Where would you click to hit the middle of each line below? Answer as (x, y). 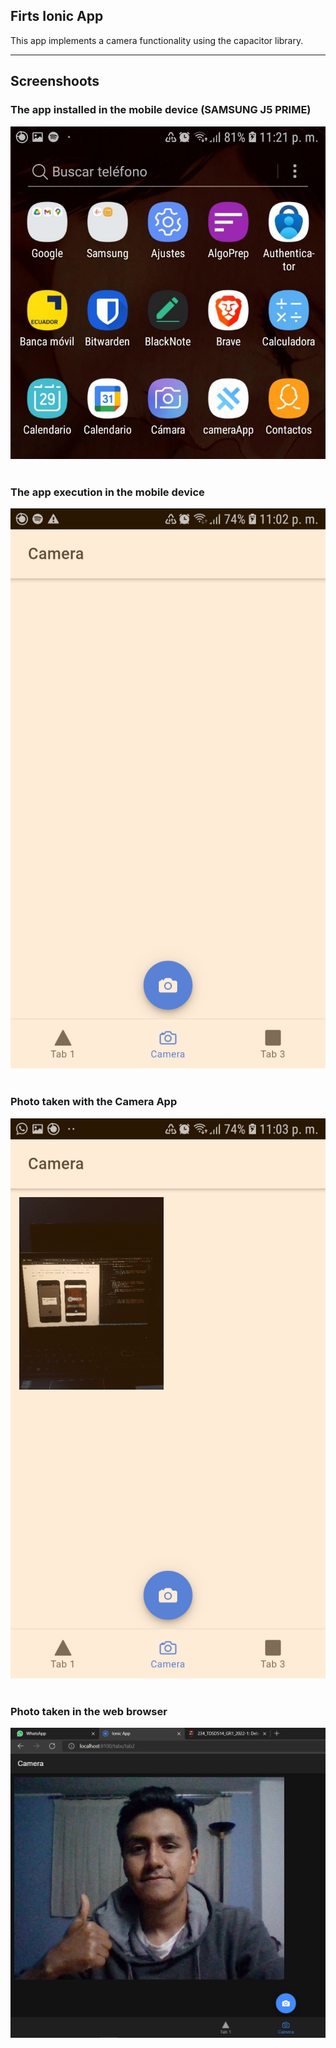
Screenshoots (55, 81)
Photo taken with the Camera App (94, 1102)
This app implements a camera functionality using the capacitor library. (157, 40)
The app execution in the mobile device (107, 492)
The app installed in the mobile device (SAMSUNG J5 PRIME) (161, 110)
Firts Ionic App (57, 16)
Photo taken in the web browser (89, 1711)
